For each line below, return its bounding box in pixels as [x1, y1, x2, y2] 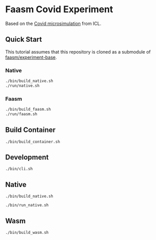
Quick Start [5, 35, 42, 44]
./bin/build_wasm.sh [5, 230, 49, 235]
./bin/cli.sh [5, 167, 33, 172]
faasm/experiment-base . [5, 54, 57, 60]
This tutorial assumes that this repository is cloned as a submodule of [5, 48, 151, 55]
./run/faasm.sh [5, 111, 38, 117]
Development [5, 153, 49, 162]
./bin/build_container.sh [5, 139, 60, 144]
